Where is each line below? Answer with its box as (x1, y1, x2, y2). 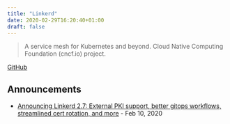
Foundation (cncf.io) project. (24, 49, 106, 58)
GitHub (7, 63, 28, 72)
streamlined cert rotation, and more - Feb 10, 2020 (17, 109, 162, 118)
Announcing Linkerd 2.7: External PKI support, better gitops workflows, (17, 102, 222, 110)
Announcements (7, 83, 82, 95)
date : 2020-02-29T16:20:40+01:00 (7, 17, 105, 24)
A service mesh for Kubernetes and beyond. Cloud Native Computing (24, 42, 224, 51)
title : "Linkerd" (7, 10, 58, 17)
